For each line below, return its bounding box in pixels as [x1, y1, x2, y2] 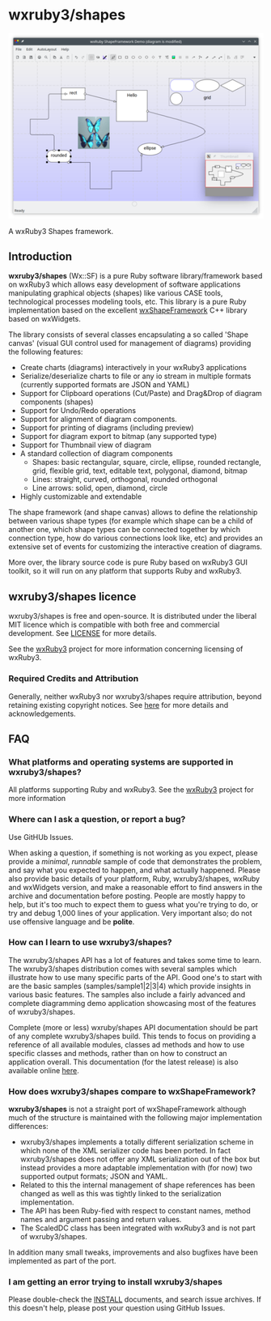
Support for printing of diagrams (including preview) [19, 423, 194, 433]
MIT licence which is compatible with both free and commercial [8, 620, 220, 629]
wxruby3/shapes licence [8, 590, 137, 603]
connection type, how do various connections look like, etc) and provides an [8, 533, 263, 543]
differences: [8, 1122, 49, 1131]
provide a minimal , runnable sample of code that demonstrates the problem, [8, 856, 263, 866]
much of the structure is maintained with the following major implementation [8, 1113, 263, 1123]
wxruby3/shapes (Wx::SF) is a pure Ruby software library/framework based [8, 271, 263, 281]
